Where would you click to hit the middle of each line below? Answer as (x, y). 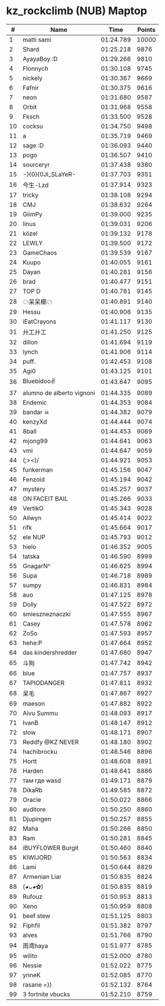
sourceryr (36, 165)
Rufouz (33, 897)
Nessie (33, 965)
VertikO (33, 508)
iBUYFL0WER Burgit (51, 847)
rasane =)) (37, 985)
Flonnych (35, 68)
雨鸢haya (35, 946)
